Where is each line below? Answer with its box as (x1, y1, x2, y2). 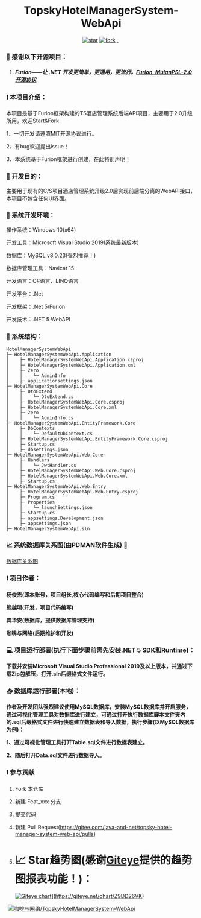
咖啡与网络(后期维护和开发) (6, 629, 74, 636)
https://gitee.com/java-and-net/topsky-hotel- (60, 823, 173, 831)
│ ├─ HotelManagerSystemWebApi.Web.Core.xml (6, 473, 128, 480)
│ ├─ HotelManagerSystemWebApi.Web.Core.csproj (6, 468, 136, 474)
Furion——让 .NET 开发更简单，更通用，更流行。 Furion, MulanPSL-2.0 (14, 69, 193, 76)
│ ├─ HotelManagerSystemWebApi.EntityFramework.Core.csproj (6, 436, 169, 442)
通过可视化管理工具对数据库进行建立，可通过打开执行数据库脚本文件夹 (6, 711, 181, 718)
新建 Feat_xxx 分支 (14, 797, 61, 805)
